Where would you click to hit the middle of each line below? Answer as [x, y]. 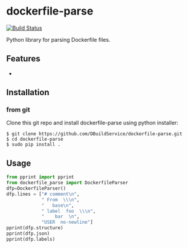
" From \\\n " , [60, 199]
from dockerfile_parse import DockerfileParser [67, 183]
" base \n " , [58, 205]
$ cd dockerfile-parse [35, 139]
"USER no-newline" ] [67, 223]
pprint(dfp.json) [28, 233]
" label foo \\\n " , [69, 211]
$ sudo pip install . [34, 145]
